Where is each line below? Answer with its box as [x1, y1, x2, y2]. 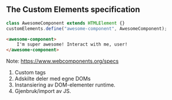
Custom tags [14, 69, 46, 76]
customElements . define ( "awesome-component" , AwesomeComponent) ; [6, 26, 167, 32]
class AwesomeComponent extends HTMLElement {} [6, 20, 125, 26]
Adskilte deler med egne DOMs [14, 75, 91, 82]
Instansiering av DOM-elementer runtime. [14, 81, 116, 88]
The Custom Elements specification [6, 5, 140, 15]
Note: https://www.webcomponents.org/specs [6, 58, 119, 65]
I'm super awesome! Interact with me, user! [16, 42, 128, 47]
